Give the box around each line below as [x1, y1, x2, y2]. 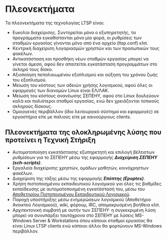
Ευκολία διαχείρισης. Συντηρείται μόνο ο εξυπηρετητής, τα [12, 29, 136, 35]
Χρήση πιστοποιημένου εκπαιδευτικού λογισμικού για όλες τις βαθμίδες [12, 180, 162, 186]
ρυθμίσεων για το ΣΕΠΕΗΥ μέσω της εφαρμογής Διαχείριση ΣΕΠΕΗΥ [12, 154, 158, 160]
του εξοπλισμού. [12, 77, 47, 83]
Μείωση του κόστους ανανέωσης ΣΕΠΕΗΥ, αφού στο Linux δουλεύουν [12, 93, 160, 99]
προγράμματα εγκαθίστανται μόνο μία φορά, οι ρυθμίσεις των [12, 35, 142, 41]
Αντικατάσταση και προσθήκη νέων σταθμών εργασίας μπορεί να [12, 56, 149, 61]
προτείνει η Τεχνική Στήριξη [5, 136, 96, 144]
